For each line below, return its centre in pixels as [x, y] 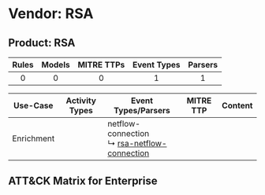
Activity [81, 101]
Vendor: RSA [51, 14]
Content [237, 105]
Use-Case [33, 105]
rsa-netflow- [142, 143]
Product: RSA [42, 43]
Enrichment [34, 138]
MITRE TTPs [101, 65]
